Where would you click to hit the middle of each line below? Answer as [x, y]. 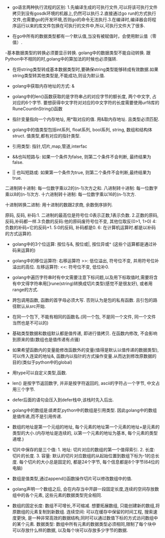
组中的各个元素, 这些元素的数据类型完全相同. [57, 495]
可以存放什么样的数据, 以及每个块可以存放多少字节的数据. [70, 530]
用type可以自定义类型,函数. [40, 373]
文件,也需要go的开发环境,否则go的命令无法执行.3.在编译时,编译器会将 [82, 19]
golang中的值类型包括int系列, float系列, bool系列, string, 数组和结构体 [82, 130]
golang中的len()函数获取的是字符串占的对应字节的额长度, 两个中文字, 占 [84, 96]
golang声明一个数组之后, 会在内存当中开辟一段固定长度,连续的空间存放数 [85, 489]
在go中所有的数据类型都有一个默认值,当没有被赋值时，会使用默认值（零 [84, 36]
